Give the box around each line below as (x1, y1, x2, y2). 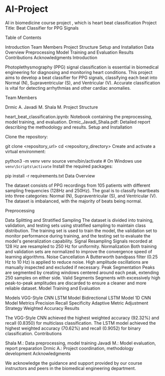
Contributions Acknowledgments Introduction (5, 54, 98, 60)
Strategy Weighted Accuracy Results (5, 305, 80, 311)
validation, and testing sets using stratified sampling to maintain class (5, 222, 146, 228)
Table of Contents (5, 34, 42, 40)
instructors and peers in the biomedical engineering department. (5, 365, 136, 371)
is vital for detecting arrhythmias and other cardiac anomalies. (5, 85, 132, 91)
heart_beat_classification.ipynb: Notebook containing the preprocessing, (5, 113, 153, 119)
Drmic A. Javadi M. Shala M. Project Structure (5, 104, 99, 110)
